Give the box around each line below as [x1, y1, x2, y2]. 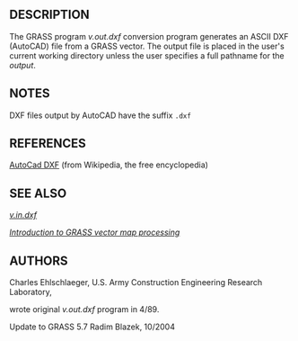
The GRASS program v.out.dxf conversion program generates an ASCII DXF [9, 31, 289, 41]
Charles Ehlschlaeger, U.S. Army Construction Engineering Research [9, 277, 263, 288]
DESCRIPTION [9, 7, 90, 22]
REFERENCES [9, 136, 87, 151]
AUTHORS [9, 253, 69, 268]
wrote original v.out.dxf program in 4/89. [9, 304, 160, 315]
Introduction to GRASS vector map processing [9, 227, 180, 238]
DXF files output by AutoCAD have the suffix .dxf [9, 110, 191, 121]
